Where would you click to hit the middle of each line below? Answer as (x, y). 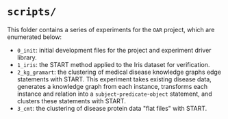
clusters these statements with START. (72, 101)
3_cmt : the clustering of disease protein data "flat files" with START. (112, 108)
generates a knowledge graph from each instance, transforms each (112, 86)
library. (27, 57)
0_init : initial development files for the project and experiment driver (114, 50)
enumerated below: (35, 37)
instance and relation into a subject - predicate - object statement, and (114, 94)
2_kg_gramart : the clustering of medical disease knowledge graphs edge (119, 72)
